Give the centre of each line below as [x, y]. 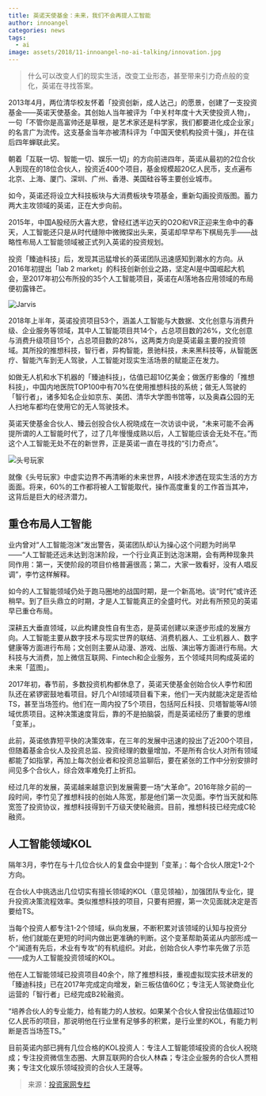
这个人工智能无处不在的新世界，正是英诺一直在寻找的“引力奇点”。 [116, 443]
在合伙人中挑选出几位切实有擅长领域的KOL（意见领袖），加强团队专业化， [128, 891]
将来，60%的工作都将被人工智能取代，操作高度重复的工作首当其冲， [141, 487]
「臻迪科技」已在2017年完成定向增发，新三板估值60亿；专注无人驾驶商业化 [131, 984]
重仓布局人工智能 [50, 524]
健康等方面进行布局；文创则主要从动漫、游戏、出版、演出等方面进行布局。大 [133, 647]
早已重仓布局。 [32, 611]
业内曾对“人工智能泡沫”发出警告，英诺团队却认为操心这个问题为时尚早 [122, 544]
